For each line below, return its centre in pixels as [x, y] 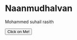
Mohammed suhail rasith [29, 22]
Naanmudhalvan [39, 8]
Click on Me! [19, 32]
